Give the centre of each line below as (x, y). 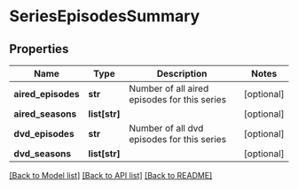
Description (182, 74)
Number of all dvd (166, 128)
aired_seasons (45, 114)
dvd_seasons (43, 154)
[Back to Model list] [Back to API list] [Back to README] (111, 175)
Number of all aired (169, 88)
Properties (39, 49)
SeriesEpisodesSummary (105, 16)
